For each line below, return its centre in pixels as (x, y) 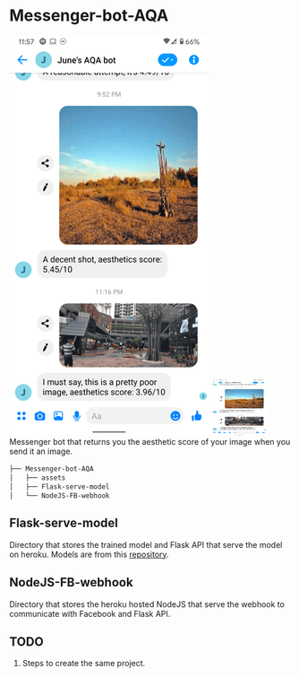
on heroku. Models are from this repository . (89, 554)
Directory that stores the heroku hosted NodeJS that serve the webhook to (147, 604)
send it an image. (41, 451)
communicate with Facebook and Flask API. (90, 613)
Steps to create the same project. (84, 664)
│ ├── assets (38, 477)
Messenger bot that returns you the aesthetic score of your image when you (150, 441)
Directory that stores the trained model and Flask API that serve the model (146, 544)
